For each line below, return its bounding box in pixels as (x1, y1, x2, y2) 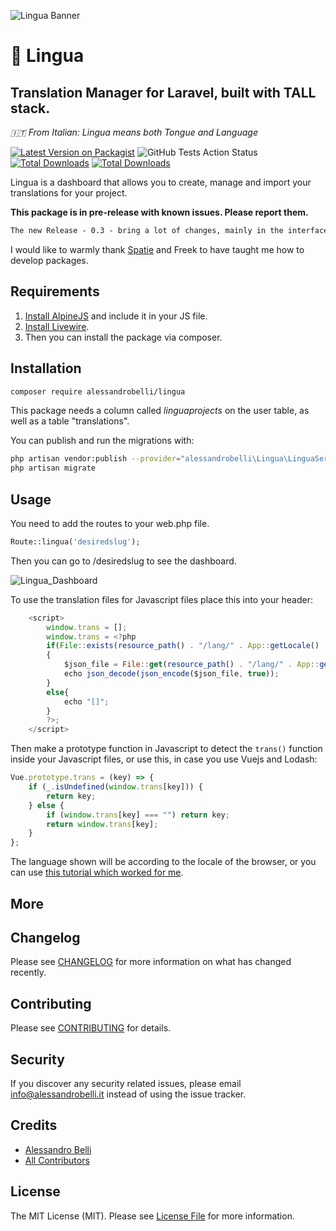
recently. (10, 966, 47, 979)
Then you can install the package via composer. (24, 331, 223, 343)
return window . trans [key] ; (46, 819, 159, 829)
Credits (10, 1117, 58, 1134)
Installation (10, 360, 82, 377)
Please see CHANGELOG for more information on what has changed (10, 956, 292, 968)
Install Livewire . (24, 320, 90, 332)
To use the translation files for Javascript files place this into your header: (10, 593, 313, 605)
